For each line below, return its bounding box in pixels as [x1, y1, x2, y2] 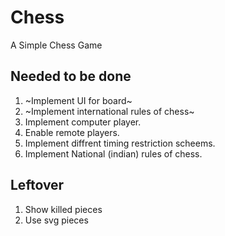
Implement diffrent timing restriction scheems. [24, 137, 216, 149]
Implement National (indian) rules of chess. [24, 147, 203, 160]
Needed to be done [10, 68, 132, 85]
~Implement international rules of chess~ [24, 105, 195, 117]
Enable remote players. [24, 126, 120, 138]
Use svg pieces [24, 214, 89, 226]
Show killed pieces [24, 203, 103, 215]
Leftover [10, 177, 65, 194]
